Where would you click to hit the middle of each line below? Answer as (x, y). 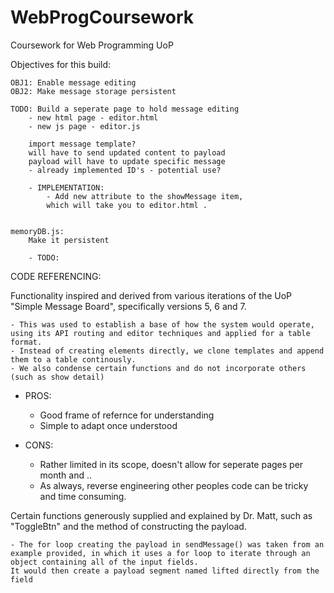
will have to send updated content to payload (127, 152)
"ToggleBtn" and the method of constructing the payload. (128, 526)
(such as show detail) (57, 377)
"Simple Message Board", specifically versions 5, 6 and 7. (128, 306)
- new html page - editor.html (93, 117)
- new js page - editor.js (84, 126)
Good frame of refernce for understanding (127, 415)
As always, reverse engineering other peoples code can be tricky (174, 485)
